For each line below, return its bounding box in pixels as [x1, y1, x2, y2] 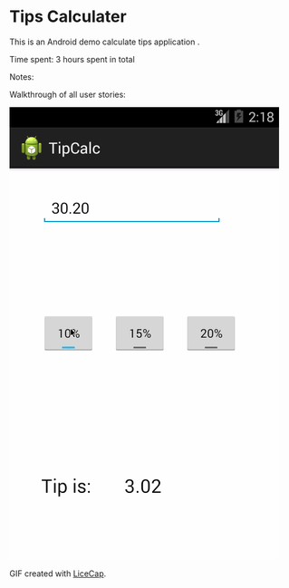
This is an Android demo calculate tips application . [9, 36, 200, 47]
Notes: [9, 71, 34, 82]
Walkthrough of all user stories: [9, 89, 127, 100]
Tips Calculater [9, 6, 127, 27]
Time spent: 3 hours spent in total [9, 53, 136, 64]
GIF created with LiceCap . [9, 568, 107, 579]
